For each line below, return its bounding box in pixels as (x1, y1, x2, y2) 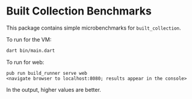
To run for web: (6, 59, 45, 66)
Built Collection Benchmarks (6, 4, 152, 18)
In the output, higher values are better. (6, 86, 101, 93)
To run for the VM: (6, 36, 52, 43)
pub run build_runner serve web (6, 70, 87, 76)
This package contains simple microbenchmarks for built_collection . (6, 24, 182, 31)
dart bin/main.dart (6, 47, 55, 54)
